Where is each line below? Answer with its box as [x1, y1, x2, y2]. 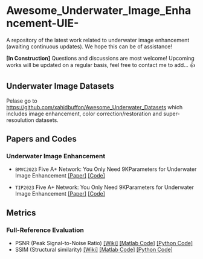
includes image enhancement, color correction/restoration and [6, 110, 162, 117]
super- [163, 110, 180, 117]
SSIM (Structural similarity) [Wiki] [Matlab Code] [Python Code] [14, 246, 173, 254]
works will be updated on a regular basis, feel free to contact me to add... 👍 [6, 61, 195, 68]
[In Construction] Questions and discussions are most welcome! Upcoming [6, 54, 195, 62]
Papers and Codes [6, 134, 77, 144]
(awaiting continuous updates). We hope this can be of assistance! [6, 43, 172, 50]
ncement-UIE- [6, 16, 79, 30]
